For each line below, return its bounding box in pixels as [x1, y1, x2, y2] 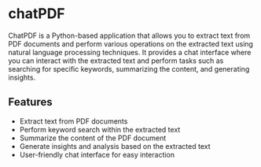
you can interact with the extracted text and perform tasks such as [8, 56, 224, 65]
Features [8, 95, 53, 109]
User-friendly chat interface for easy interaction [19, 150, 175, 159]
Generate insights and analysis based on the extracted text [19, 141, 211, 150]
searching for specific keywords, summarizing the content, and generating [8, 64, 250, 73]
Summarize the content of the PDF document [19, 133, 167, 143]
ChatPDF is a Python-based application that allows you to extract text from [8, 31, 251, 40]
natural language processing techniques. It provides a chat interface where [8, 47, 252, 57]
